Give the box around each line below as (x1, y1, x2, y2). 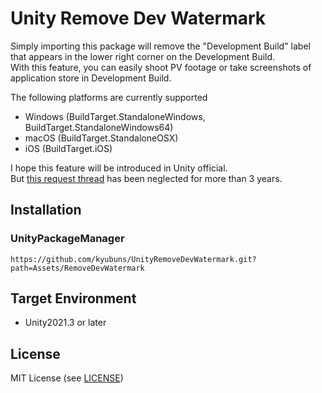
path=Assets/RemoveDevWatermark (10, 263, 145, 273)
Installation (10, 202, 82, 219)
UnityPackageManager (10, 232, 125, 246)
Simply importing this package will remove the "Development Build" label (10, 40, 311, 52)
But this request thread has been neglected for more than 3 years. (10, 172, 283, 184)
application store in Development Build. (10, 72, 172, 84)
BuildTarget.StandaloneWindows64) (24, 121, 174, 133)
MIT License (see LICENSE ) (10, 372, 124, 384)
